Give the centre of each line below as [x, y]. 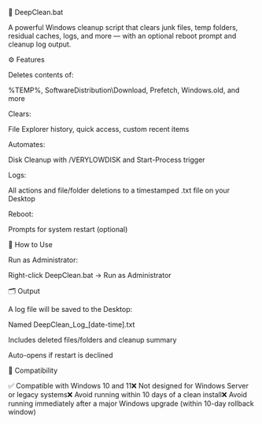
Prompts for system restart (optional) [68, 229]
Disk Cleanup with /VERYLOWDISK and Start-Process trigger [107, 159]
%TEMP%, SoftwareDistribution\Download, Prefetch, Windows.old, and [124, 90]
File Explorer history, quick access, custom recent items [99, 129]
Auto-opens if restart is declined [61, 355]
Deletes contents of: [41, 75]
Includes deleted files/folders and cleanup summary [92, 340]
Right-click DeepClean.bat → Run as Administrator [90, 275]
